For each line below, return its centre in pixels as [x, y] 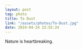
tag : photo [16, 14]
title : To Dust [20, 18]
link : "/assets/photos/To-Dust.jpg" [42, 23]
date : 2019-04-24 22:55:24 [32, 28]
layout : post [18, 9]
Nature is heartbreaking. [29, 41]
